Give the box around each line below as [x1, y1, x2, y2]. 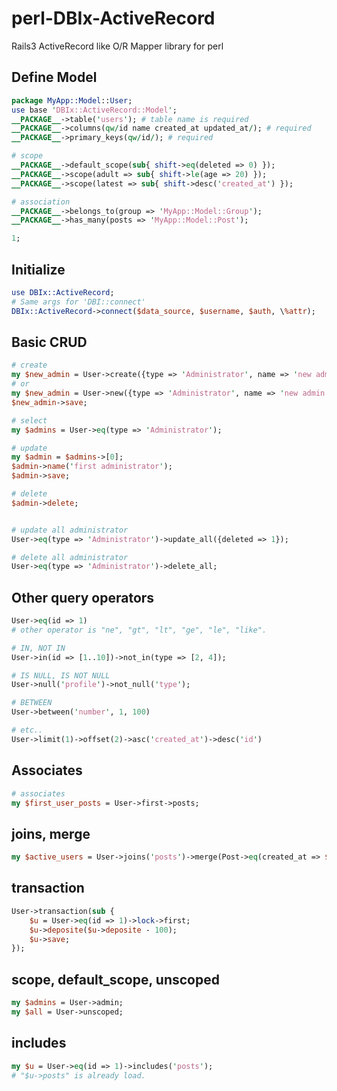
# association [11, 197, 71, 207]
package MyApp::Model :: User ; [11, 95, 133, 106]
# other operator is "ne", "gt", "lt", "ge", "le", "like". [11, 625, 268, 635]
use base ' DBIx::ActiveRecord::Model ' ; [11, 105, 178, 115]
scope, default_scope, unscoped [11, 971, 220, 988]
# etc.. [11, 725, 44, 736]
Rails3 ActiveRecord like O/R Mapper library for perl [11, 40, 224, 52]
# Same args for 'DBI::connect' [11, 297, 146, 307]
